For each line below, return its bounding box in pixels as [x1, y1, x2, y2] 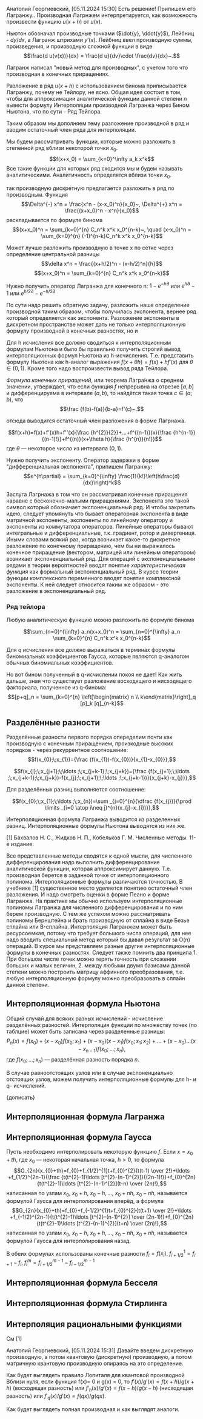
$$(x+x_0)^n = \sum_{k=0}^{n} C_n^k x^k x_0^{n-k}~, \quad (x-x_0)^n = [12, 226, 191, 233]
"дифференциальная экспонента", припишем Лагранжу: [6, 462, 153, 470]
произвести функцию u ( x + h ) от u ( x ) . [6, 18, 102, 25]
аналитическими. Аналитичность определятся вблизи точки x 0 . [6, 171, 171, 180]
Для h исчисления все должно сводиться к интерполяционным [6, 339, 171, 346]
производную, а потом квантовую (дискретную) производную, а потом [6, 1353, 192, 1361]
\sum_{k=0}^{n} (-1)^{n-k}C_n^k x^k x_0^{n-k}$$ [41, 232, 163, 239]
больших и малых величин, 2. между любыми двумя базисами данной [6, 962, 190, 969]
